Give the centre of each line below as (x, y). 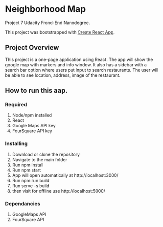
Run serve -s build (31, 186)
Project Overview (32, 48)
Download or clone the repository (46, 154)
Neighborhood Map (46, 9)
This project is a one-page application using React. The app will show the (79, 59)
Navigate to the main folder (40, 159)
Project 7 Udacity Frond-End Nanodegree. (47, 23)
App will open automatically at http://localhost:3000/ (65, 175)
